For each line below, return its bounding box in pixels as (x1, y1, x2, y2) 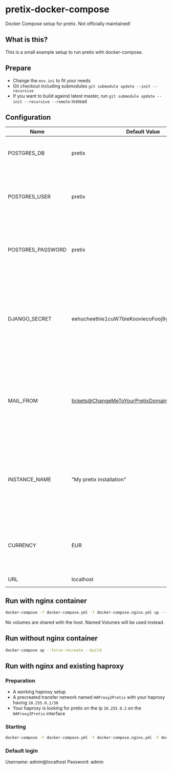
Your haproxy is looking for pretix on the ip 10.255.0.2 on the (12, 705, 142, 711)
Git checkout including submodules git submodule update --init (12, 83, 151, 89)
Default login (5, 747, 38, 754)
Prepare (5, 64, 32, 73)
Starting (5, 723, 27, 731)
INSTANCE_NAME (8, 476, 51, 483)
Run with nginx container (5, 596, 87, 605)
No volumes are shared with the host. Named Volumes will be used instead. (5, 619, 165, 626)
